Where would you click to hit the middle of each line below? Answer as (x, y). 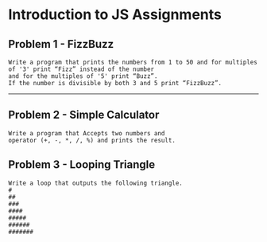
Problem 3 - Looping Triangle (82, 165)
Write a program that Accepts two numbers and (87, 133)
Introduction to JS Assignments (115, 15)
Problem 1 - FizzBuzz (61, 44)
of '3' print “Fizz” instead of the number (81, 69)
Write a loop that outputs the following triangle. (95, 183)
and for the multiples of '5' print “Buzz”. (83, 76)
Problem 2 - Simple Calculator (84, 115)
